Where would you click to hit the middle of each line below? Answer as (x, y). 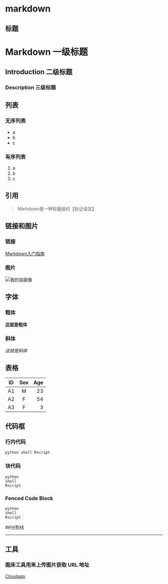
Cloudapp (15, 576)
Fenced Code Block (29, 498)
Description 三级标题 (30, 87)
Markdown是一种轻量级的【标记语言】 (57, 208)
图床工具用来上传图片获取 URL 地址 (47, 565)
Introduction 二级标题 (39, 72)
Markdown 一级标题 (47, 52)
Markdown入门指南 (25, 254)
